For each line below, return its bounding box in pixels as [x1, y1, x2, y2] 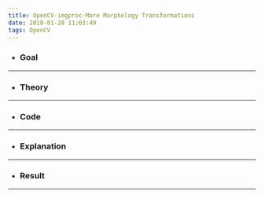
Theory [19, 82, 49, 93]
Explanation [19, 141, 67, 152]
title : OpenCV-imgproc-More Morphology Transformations [8, 11, 195, 20]
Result [19, 170, 46, 181]
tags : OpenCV [8, 26, 51, 34]
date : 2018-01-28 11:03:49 [8, 19, 97, 27]
